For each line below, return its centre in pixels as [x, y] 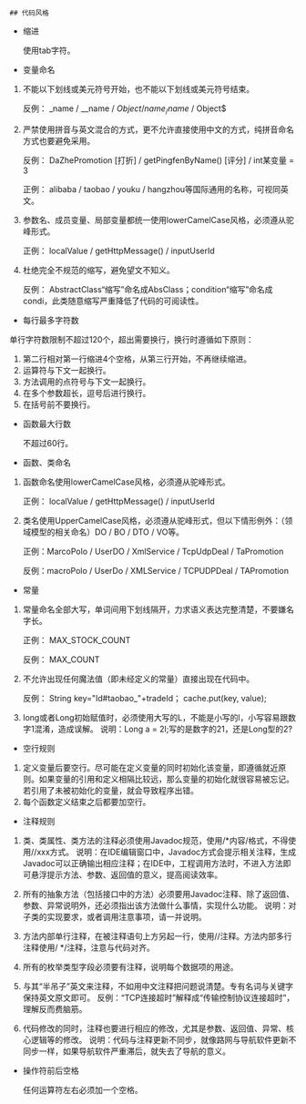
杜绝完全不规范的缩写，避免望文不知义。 [98, 270]
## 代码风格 [30, 13]
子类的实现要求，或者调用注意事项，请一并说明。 [114, 916]
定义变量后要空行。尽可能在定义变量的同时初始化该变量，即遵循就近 [150, 767]
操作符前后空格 [51, 1070]
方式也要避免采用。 [59, 140]
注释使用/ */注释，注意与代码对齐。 [88, 947]
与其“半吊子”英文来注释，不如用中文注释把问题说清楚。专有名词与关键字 [158, 986]
